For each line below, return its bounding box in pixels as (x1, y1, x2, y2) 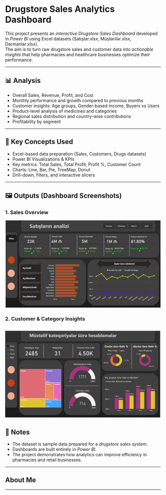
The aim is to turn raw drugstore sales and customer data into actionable (5, 46, 154, 52)
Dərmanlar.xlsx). (5, 41, 39, 47)
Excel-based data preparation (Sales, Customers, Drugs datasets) (12, 150, 147, 157)
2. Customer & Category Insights (5, 315, 85, 322)
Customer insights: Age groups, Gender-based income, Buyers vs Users (12, 103, 160, 109)
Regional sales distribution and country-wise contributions (12, 113, 131, 119)
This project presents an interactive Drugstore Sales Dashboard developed (5, 30, 158, 36)
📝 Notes (5, 428, 30, 436)
